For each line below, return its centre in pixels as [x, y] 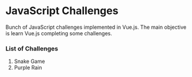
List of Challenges [32, 48]
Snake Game [29, 61]
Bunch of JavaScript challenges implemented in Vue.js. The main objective [96, 27]
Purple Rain [28, 68]
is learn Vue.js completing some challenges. [59, 33]
